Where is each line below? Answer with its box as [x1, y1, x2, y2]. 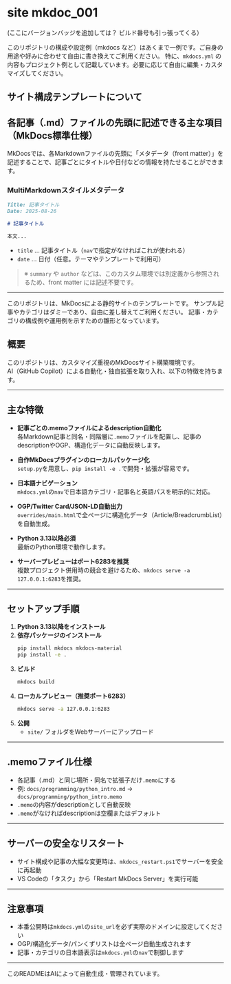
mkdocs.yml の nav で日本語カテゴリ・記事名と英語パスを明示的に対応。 [16, 488, 214, 496]
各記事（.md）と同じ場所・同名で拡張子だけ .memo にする [16, 776, 177, 784]
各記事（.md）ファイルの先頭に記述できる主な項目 [7, 117, 223, 128]
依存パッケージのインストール [16, 631, 102, 639]
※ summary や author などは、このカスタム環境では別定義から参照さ [23, 269, 214, 277]
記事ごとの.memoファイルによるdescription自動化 [16, 423, 162, 432]
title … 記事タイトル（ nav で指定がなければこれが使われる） [16, 246, 189, 254]
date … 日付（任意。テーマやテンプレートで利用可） [16, 254, 165, 263]
